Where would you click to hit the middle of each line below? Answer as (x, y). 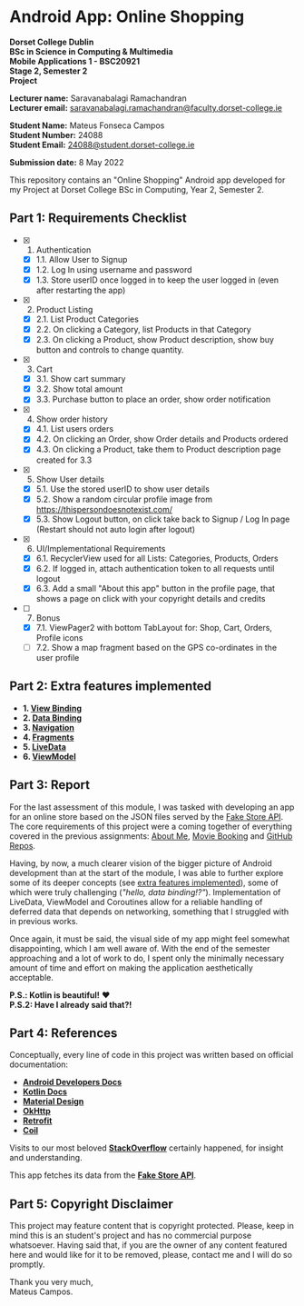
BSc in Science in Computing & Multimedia (92, 51)
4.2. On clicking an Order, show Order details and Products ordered (162, 439)
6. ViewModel (49, 756)
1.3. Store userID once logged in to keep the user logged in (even (157, 280)
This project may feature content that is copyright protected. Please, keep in (152, 1226)
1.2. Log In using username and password (114, 269)
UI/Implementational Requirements (101, 548)
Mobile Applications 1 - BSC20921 (75, 61)
